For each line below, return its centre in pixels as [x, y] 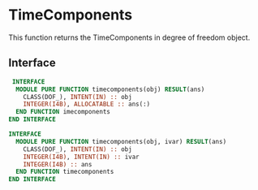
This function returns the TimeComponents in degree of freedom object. [129, 37]
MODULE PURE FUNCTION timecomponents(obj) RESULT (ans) [110, 89]
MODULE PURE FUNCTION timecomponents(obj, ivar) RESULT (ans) [121, 141]
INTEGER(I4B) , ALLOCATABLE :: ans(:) [87, 104]
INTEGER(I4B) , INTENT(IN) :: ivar [81, 157]
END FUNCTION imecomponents [63, 112]
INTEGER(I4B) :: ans [58, 164]
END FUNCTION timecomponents [65, 172]
